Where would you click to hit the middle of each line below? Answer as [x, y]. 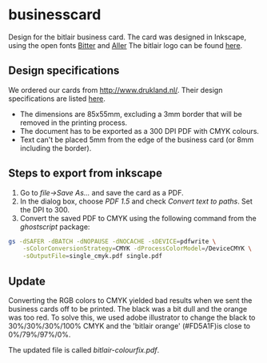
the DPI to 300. [45, 209]
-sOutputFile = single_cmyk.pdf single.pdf [92, 256]
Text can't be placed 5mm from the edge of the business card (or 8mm [137, 139]
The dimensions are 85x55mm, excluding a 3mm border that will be [131, 114]
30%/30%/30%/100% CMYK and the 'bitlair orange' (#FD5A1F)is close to [129, 326]
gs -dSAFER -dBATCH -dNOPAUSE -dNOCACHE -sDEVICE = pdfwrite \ [112, 241]
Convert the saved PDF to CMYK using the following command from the [138, 218]
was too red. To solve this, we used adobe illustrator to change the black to [132, 317]
